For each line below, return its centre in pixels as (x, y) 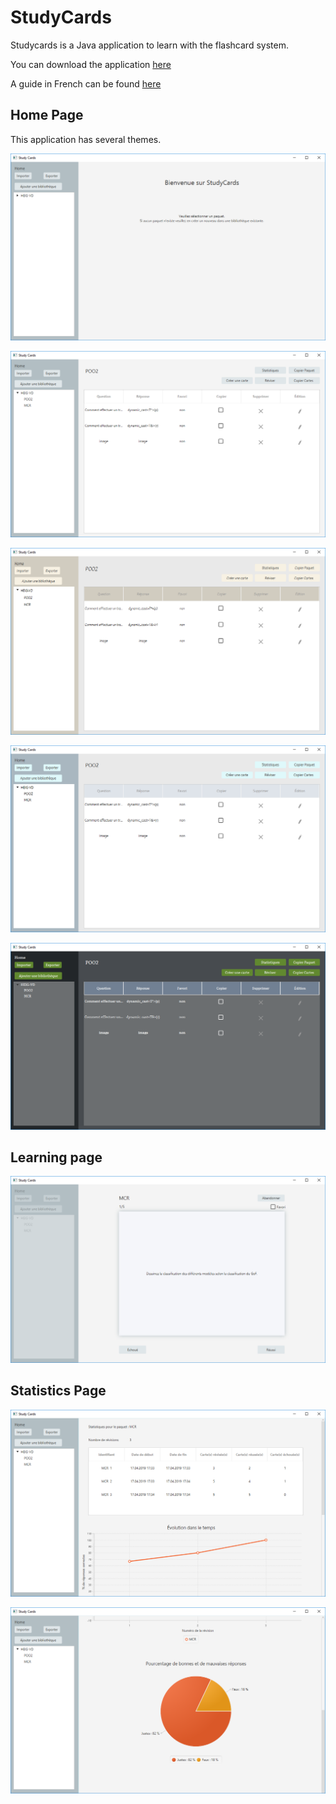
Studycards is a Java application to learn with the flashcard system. (149, 45)
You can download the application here (91, 64)
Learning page (56, 1157)
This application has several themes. (86, 139)
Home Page (47, 115)
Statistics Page (58, 1391)
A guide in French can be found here (86, 83)
